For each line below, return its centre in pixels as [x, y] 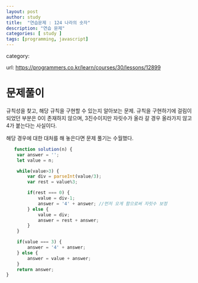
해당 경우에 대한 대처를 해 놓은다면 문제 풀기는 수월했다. [70, 138]
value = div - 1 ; [56, 198]
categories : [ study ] [34, 34]
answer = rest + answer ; [68, 220]
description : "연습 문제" [35, 28]
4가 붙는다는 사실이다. [32, 126]
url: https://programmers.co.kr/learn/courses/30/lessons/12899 [84, 67]
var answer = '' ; [38, 155]
